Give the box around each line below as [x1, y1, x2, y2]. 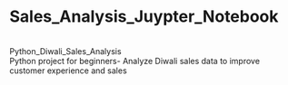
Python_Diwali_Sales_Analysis [9, 45, 122, 56]
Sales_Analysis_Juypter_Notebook [9, 6, 279, 27]
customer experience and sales [9, 65, 127, 76]
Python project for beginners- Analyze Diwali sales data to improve [9, 55, 261, 66]
